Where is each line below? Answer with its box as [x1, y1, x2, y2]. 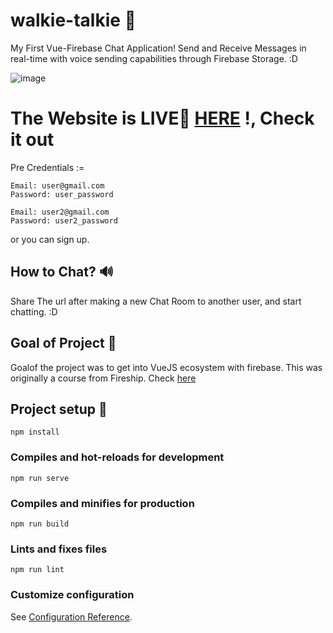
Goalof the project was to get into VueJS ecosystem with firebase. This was [10, 361, 323, 373]
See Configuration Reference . [10, 610, 133, 623]
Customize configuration [10, 588, 135, 602]
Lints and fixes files [10, 542, 108, 556]
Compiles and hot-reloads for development [10, 450, 225, 464]
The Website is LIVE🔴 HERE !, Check [10, 107, 315, 130]
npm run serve [10, 473, 70, 483]
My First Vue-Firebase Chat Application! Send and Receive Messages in [10, 42, 307, 54]
